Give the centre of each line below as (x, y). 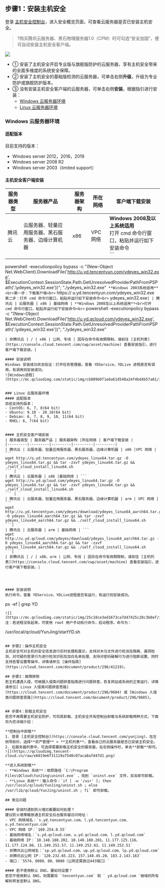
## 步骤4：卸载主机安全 (26, 712)
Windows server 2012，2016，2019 (48, 156)
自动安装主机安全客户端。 (47, 44)
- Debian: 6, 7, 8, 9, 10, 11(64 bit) (45, 417)
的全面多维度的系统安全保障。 (42, 70)
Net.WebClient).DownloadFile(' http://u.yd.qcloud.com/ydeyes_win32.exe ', (80, 319)
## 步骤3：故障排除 (22, 677)
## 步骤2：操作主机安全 (26, 646)
